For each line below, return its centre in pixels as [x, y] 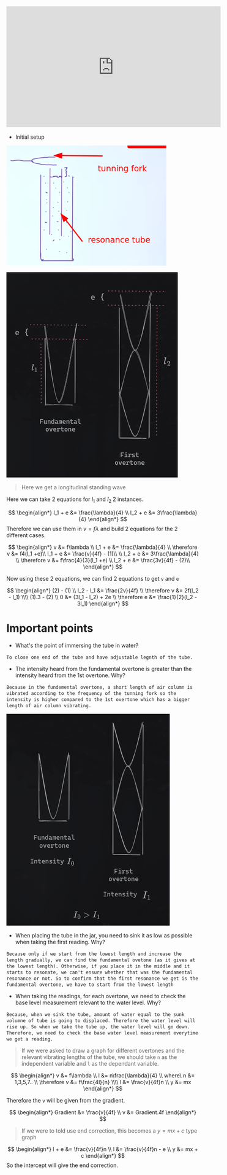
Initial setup [30, 137]
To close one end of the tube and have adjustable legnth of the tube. [99, 657]
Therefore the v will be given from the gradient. [66, 1100]
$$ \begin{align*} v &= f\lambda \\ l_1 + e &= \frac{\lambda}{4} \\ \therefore [103, 547]
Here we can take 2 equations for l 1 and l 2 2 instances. [75, 500]
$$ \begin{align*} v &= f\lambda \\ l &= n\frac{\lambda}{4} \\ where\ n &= [103, 1075]
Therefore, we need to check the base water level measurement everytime [102, 1033]
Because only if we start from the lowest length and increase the [94, 954]
